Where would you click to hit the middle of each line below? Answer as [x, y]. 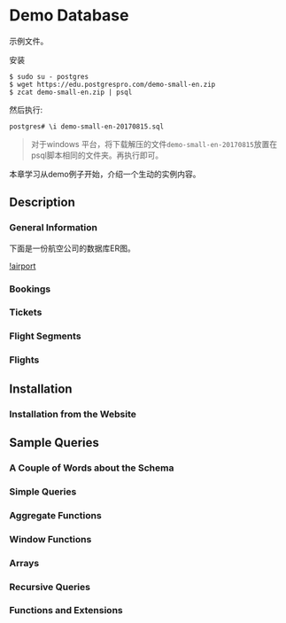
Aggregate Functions [55, 515]
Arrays [24, 563]
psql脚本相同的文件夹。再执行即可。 [97, 155]
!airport [23, 266]
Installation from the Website [73, 414]
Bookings [30, 289]
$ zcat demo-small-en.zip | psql [71, 92]
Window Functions [50, 539]
